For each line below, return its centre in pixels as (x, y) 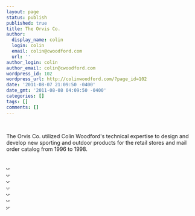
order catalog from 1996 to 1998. (47, 149)
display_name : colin (37, 40)
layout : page (23, 12)
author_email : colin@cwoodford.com (51, 68)
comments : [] (23, 107)
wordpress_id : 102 (29, 74)
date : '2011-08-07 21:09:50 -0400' (51, 85)
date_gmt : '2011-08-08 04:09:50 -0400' (56, 91)
